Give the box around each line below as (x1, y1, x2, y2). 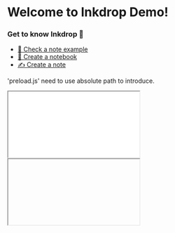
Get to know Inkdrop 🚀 (7, 29, 84, 39)
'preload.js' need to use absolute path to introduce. (7, 76, 155, 85)
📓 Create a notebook (17, 53, 78, 61)
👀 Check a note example (17, 45, 88, 53)
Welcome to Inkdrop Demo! (7, 4, 169, 20)
